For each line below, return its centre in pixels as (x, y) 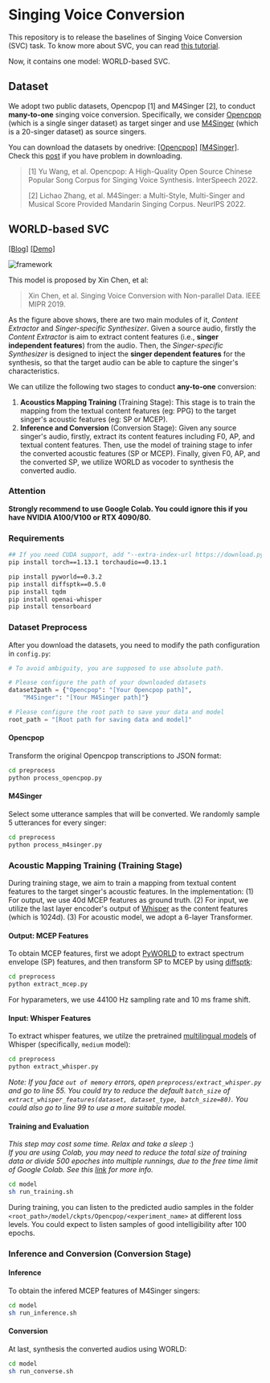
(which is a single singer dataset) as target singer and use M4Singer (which (133, 123)
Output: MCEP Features (49, 936)
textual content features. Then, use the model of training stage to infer (136, 445)
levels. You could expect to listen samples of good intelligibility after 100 (127, 1224)
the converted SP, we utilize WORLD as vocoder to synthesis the (127, 462)
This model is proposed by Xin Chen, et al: (78, 280)
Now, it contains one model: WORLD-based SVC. (89, 61)
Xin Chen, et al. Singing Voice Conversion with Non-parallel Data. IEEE (144, 295)
